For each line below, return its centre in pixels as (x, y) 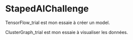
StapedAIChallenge (47, 9)
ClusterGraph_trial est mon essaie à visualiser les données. (67, 32)
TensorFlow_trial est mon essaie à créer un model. (58, 22)
